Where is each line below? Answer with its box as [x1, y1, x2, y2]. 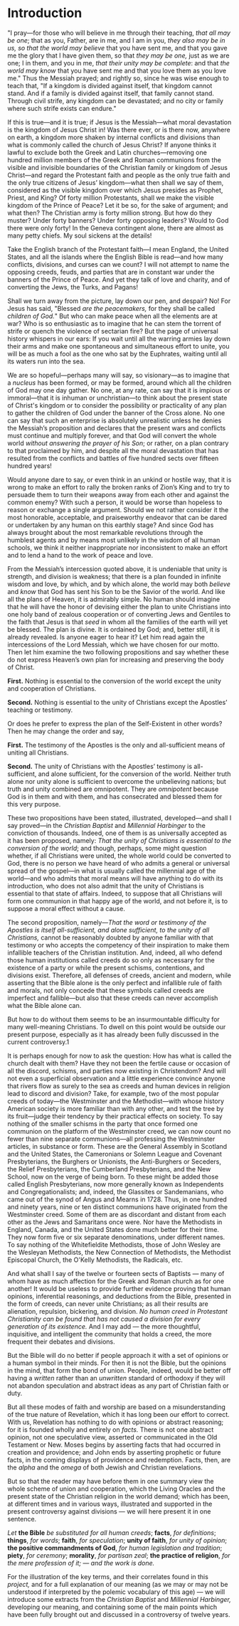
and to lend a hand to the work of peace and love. [7, 551, 154, 559]
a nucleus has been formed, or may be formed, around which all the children [7, 378, 232, 387]
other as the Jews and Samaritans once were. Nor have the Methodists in [7, 1218, 223, 1226]
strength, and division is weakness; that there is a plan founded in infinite [7, 572, 222, 580]
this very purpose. [7, 799, 61, 808]
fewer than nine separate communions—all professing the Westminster [7, 1135, 216, 1143]
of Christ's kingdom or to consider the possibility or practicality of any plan [7, 400, 227, 410]
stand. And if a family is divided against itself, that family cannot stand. [7, 89, 215, 97]
